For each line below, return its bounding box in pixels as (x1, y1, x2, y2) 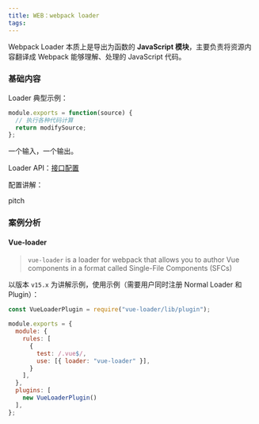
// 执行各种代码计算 (15, 116, 74, 124)
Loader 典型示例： (8, 93, 69, 102)
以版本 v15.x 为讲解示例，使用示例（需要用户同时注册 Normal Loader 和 (8, 279, 242, 290)
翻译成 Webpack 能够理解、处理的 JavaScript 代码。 (14, 52, 186, 61)
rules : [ (22, 335, 51, 343)
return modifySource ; (15, 124, 87, 132)
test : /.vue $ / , (36, 349, 87, 357)
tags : (8, 19, 26, 27)
